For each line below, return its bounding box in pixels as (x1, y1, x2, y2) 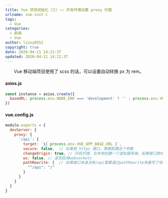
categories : (5, 26, 30, 31)
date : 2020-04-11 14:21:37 (5, 49, 61, 54)
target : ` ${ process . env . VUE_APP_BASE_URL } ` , (23, 141, 122, 146)
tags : (5, 17, 16, 22)
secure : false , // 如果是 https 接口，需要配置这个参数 (23, 146, 133, 151)
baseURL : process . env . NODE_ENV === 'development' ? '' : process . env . (9, 96, 160, 101)
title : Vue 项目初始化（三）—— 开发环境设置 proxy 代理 (5, 7, 112, 13)
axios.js (5, 80, 22, 86)
